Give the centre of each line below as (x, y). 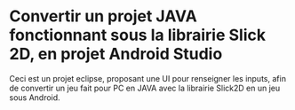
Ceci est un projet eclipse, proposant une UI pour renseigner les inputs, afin (148, 78)
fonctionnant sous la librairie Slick (138, 35)
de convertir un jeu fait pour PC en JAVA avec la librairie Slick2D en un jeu (145, 88)
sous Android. (35, 97)
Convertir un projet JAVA (103, 16)
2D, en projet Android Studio (116, 54)
